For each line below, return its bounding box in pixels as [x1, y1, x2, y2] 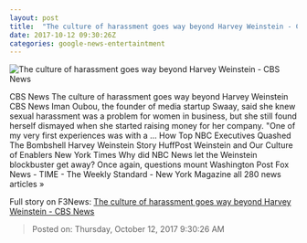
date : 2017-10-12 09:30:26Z [9, 30, 117, 39]
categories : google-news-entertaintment [9, 38, 166, 48]
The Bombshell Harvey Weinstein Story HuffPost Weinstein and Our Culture [9, 140, 294, 151]
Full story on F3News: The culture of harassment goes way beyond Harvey [9, 196, 291, 207]
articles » [9, 179, 45, 190]
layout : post [9, 13, 59, 23]
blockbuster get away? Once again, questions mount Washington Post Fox [9, 159, 290, 170]
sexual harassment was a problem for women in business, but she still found [9, 111, 297, 121]
